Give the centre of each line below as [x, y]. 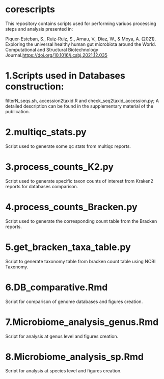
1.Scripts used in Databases [65, 76]
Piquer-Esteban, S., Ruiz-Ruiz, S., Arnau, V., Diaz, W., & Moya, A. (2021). [81, 39]
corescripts [30, 9]
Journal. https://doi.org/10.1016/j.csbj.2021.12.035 [57, 55]
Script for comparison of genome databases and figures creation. [74, 301]
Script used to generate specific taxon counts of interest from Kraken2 [79, 181]
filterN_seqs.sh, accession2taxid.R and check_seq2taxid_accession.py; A [82, 100]
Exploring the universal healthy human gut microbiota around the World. [81, 44]
